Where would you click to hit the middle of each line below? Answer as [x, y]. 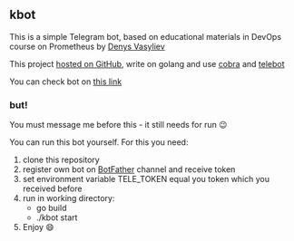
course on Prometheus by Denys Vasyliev [87, 46]
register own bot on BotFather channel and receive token [129, 169]
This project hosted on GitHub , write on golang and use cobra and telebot [147, 63]
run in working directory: [69, 198]
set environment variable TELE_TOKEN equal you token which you [146, 179]
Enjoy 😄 [38, 227]
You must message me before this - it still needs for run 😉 [118, 125]
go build [51, 208]
